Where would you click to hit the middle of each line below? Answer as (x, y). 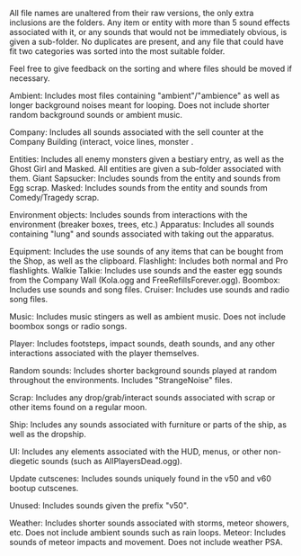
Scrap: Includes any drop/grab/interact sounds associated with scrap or (142, 398)
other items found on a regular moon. (78, 407)
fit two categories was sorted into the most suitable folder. (117, 51)
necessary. (30, 78)
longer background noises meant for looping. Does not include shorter (140, 105)
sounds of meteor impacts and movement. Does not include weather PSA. (146, 542)
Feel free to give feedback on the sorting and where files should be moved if (151, 68)
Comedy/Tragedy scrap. (54, 197)
